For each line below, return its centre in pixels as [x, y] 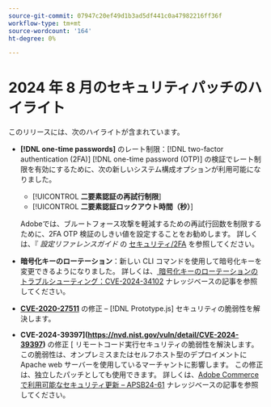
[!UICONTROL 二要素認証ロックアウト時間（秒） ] [113, 207]
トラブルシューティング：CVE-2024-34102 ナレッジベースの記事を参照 [138, 281]
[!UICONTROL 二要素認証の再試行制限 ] [97, 197]
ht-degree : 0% [32, 38]
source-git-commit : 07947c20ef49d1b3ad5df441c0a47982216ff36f [115, 16]
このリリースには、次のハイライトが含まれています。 [96, 132]
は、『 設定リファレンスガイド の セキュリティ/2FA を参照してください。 [139, 244]
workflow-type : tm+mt [45, 23]
